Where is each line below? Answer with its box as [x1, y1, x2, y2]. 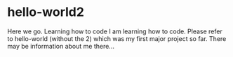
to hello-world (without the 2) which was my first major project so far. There [7, 34, 227, 42]
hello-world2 [7, 4, 84, 20]
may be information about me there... [7, 42, 114, 50]
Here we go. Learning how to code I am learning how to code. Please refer [7, 27, 222, 35]
